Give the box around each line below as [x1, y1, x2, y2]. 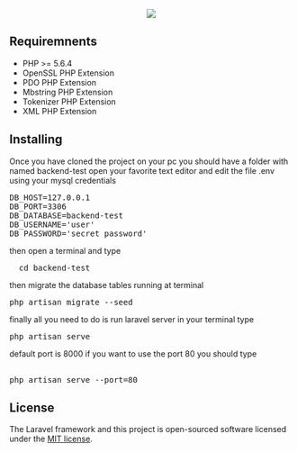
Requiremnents [9, 34, 97, 50]
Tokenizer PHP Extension [22, 95, 117, 107]
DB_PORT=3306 [9, 201, 67, 212]
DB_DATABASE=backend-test [9, 210, 124, 221]
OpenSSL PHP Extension [22, 68, 115, 78]
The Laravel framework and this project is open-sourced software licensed [9, 424, 287, 435]
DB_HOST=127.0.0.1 [9, 192, 91, 203]
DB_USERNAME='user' [9, 219, 95, 230]
